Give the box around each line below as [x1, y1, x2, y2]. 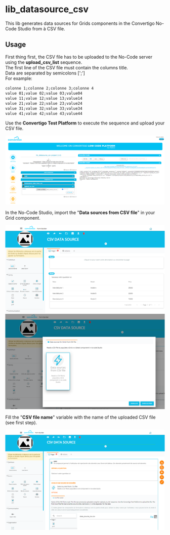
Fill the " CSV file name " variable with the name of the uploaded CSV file [5, 414, 156, 420]
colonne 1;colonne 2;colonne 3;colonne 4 [5, 86, 94, 91]
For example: [5, 75, 33, 81]
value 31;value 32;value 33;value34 [5, 106, 82, 111]
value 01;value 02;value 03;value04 [5, 91, 82, 96]
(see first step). [5, 419, 37, 426]
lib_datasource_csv [5, 4, 89, 15]
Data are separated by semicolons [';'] [5, 70, 85, 76]
